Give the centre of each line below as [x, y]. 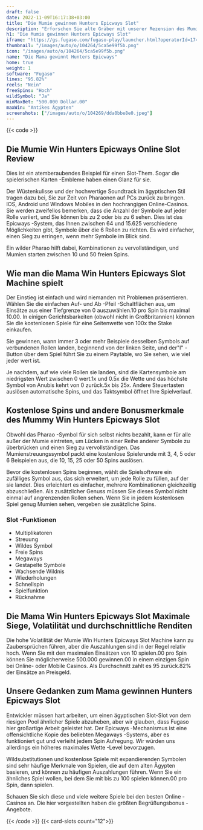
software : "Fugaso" [31, 74]
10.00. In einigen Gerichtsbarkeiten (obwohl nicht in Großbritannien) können [101, 317]
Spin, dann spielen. [30, 785]
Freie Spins [29, 552]
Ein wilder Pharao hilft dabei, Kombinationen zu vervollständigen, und [93, 248]
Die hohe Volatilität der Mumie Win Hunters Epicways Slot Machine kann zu [100, 640]
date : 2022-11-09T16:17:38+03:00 [48, 18]
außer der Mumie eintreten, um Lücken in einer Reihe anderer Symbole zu [98, 441]
